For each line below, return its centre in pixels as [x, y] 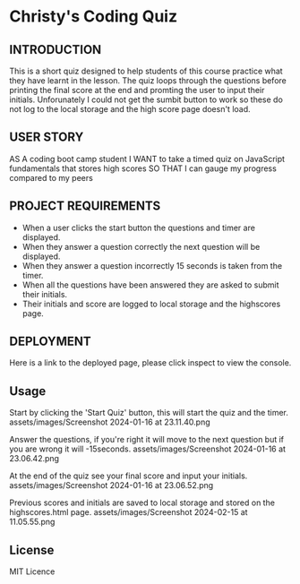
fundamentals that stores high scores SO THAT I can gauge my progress [143, 168]
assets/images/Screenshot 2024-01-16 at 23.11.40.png [110, 422]
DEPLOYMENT [50, 342]
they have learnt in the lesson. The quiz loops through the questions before [148, 81]
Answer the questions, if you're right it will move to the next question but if [147, 440]
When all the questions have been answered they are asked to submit [150, 285]
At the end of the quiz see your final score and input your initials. [129, 476]
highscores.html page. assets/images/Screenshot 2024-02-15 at [129, 512]
